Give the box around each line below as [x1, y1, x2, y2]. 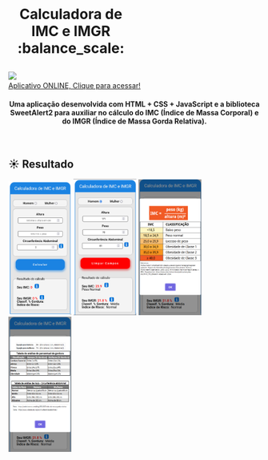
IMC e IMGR [31, 22, 110, 40]
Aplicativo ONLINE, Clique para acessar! [8, 81, 142, 90]
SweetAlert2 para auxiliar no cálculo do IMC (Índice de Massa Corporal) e [10, 107, 259, 117]
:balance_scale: [17, 39, 125, 57]
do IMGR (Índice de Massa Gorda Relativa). [62, 116, 207, 126]
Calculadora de [19, 6, 122, 23]
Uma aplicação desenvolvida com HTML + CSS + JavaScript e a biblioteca [9, 99, 260, 109]
